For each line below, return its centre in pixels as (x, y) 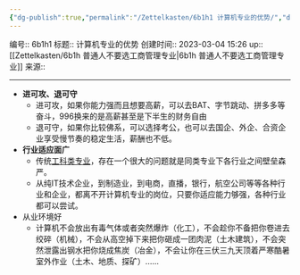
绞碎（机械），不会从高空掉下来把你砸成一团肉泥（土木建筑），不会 (157, 238)
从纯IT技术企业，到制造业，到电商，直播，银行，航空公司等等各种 (157, 183)
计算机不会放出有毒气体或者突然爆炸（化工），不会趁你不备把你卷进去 (162, 228)
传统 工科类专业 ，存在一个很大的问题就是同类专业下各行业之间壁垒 (157, 161)
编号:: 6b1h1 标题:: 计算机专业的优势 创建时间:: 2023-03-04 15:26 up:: (136, 44)
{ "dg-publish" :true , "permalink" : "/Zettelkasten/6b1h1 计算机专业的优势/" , (146, 17)
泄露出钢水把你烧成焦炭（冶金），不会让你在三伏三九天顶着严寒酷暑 (167, 250)
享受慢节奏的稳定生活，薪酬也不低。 (110, 138)
